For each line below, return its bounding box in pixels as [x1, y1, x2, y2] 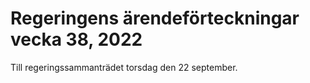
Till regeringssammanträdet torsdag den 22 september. [10, 61, 238, 73]
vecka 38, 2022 [10, 28, 143, 51]
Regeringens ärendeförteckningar [10, 7, 300, 30]
